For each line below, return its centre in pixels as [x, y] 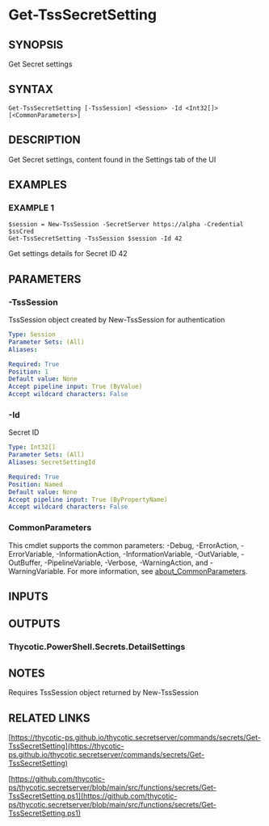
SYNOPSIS [36, 45]
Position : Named [36, 484]
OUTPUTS [34, 624]
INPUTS [28, 596]
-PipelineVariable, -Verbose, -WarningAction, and [126, 563]
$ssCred [21, 232]
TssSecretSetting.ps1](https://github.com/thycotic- [93, 796]
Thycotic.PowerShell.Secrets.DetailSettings [97, 647]
